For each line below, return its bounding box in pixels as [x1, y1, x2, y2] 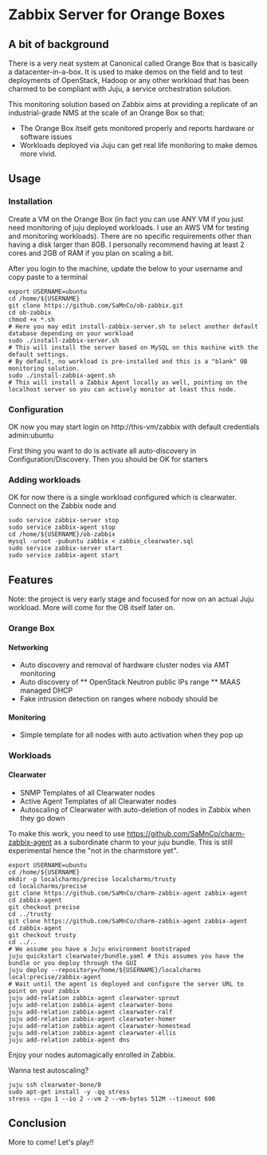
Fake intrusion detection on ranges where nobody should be [19, 694, 218, 704]
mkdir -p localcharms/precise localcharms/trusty [8, 875, 177, 883]
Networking [8, 642, 49, 652]
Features [8, 573, 53, 586]
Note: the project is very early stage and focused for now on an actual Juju [8, 594, 254, 604]
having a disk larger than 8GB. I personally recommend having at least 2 [8, 240, 245, 249]
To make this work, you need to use [8, 828, 126, 838]
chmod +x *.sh [8, 316, 56, 323]
